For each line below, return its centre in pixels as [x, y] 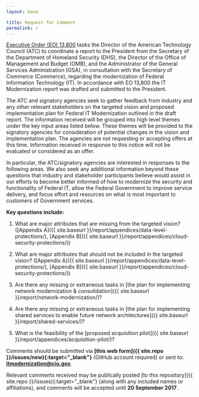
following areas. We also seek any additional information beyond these [93, 169]
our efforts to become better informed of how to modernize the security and [99, 182]
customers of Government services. [50, 201]
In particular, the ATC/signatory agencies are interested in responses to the [98, 163]
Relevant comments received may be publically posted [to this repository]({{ [99, 375]
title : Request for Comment [41, 22]
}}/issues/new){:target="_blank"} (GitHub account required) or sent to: [95, 357]
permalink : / [22, 28]
